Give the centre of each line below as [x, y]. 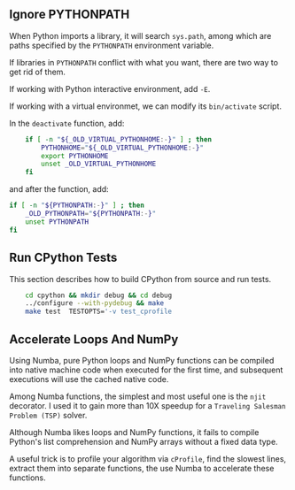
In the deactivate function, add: [67, 123]
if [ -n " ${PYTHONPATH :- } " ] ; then [77, 206]
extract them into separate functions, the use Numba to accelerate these [142, 468]
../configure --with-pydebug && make [95, 303]
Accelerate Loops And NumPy [94, 339]
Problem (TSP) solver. [48, 415]
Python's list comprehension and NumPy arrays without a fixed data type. [144, 441]
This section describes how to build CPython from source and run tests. [140, 279]
